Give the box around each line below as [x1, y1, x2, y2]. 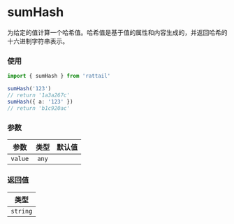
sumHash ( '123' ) [7, 85, 52, 92]
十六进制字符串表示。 [7, 36, 68, 45]
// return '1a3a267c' [7, 92, 71, 99]
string [10, 207, 33, 216]
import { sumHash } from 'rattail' [7, 73, 111, 80]
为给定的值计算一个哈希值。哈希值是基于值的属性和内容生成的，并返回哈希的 [7, 28, 228, 36]
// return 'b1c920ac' [7, 104, 71, 112]
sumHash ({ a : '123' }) [7, 98, 73, 105]
